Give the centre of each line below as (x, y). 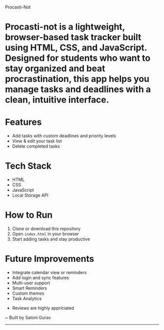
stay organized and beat (55, 69)
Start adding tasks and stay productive (51, 239)
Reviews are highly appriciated (43, 308)
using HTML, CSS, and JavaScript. (76, 48)
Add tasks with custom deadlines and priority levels (64, 136)
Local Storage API (30, 195)
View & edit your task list (37, 141)
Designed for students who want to (78, 58)
